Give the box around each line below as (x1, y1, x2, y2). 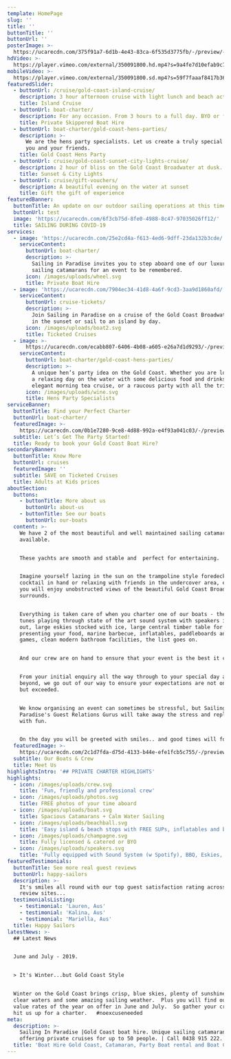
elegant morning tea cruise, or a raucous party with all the (32, 382, 214, 389)
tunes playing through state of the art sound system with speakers (19, 617, 220, 624)
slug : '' (7, 17, 32, 23)
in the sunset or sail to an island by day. (32, 318, 162, 325)
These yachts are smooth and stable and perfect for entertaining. (19, 555, 220, 562)
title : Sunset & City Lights (19, 170, 103, 177)
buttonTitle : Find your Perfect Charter (13, 408, 131, 415)
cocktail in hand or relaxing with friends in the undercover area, (19, 580, 220, 586)
